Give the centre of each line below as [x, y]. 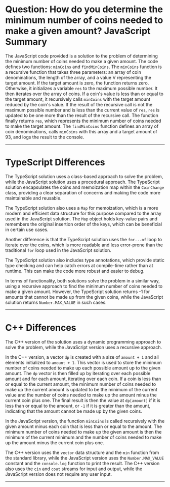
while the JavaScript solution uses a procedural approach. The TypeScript [83, 182]
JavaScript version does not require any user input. [59, 474]
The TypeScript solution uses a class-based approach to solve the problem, [84, 176]
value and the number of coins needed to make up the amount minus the [81, 395]
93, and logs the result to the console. [45, 137]
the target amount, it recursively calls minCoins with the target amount [78, 99]
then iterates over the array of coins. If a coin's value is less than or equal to [84, 94]
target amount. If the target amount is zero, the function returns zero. [77, 83]
